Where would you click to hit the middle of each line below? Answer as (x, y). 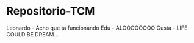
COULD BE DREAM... (33, 34)
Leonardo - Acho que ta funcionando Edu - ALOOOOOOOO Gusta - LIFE (97, 28)
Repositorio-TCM (51, 11)
